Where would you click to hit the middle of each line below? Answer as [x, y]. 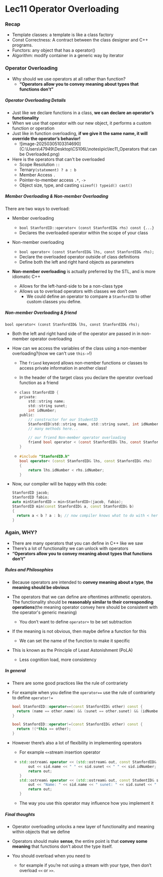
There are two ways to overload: [37, 209]
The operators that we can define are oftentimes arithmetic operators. [82, 597]
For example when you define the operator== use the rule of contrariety [83, 692]
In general [16, 671]
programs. [22, 45]
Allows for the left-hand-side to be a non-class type [71, 286]
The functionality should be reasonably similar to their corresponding [83, 602]
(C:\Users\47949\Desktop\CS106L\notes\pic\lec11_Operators [79, 149]
